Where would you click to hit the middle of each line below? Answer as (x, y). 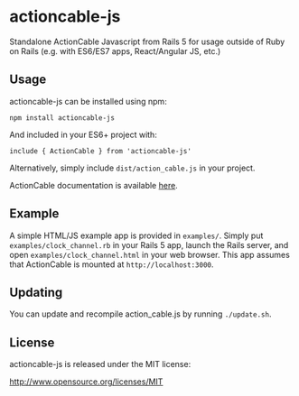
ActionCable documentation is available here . (93, 185)
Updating (36, 292)
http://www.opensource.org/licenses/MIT (86, 382)
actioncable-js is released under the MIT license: (100, 364)
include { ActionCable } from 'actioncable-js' (101, 151)
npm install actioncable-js (62, 118)
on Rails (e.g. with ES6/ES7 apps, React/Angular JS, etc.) (115, 51)
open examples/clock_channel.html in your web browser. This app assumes (150, 254)
